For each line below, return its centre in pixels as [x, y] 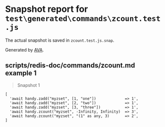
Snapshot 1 [28, 85]
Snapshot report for [47, 9]
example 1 [21, 73]
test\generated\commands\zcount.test [83, 19]
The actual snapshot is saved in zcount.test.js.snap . [60, 40]
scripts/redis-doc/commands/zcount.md [70, 65]
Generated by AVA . [25, 50]
